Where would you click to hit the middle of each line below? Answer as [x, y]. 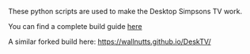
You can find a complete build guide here [75, 26]
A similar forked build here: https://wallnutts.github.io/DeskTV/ [110, 41]
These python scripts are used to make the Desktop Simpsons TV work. [125, 11]
